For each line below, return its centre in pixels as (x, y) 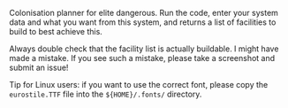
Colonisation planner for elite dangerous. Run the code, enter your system (144, 13)
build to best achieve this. (56, 31)
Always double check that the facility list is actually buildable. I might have (144, 49)
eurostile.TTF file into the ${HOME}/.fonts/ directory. (106, 94)
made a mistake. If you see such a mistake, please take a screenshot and (142, 58)
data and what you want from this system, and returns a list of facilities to (143, 22)
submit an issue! (39, 67)
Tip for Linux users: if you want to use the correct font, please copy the (139, 85)
